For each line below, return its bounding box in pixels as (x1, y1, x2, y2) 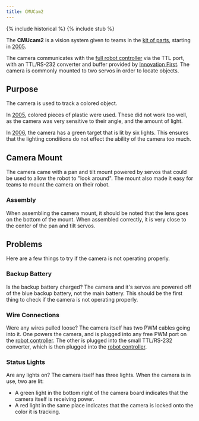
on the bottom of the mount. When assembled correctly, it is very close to (6, 216, 187, 223)
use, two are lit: (6, 378, 44, 385)
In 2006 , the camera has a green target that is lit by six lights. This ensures (6, 129, 189, 137)
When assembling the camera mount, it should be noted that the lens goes (6, 209, 189, 217)
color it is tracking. (14, 408, 61, 416)
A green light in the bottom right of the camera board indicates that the (14, 390, 188, 397)
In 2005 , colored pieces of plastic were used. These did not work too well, (6, 111, 188, 119)
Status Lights (6, 357, 46, 366)
